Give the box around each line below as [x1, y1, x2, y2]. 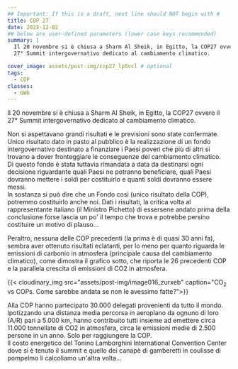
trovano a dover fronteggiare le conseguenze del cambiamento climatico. [7, 153, 222, 161]
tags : [7, 69, 23, 77]
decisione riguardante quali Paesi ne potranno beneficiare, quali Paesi [7, 167, 211, 176]
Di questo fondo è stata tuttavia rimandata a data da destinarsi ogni [7, 160, 204, 169]
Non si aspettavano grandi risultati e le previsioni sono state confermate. [7, 130, 220, 138]
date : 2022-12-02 [7, 23, 59, 31]
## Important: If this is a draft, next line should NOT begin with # [7, 10, 220, 18]
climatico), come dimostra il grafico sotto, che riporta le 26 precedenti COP [7, 257, 227, 265]
